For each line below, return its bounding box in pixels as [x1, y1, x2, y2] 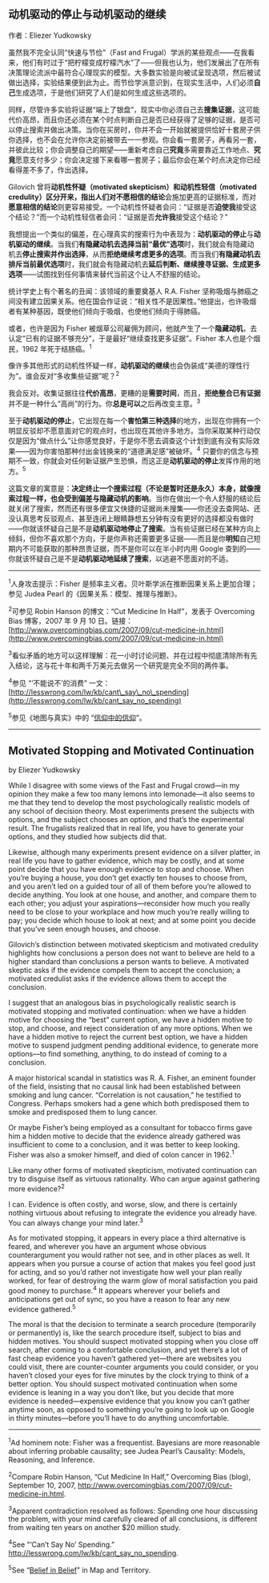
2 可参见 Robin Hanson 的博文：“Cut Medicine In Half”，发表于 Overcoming [8, 604, 255, 616]
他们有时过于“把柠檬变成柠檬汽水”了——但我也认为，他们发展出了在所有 [22, 57, 260, 67]
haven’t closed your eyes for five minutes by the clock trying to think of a [8, 1371, 250, 1381]
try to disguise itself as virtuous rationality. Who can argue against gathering [8, 1174, 260, 1183]
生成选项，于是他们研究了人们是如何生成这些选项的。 [15, 87, 191, 97]
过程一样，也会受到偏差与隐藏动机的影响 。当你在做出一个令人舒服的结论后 [14, 494, 261, 503]
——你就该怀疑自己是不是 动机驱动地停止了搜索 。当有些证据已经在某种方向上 [8, 524, 261, 534]
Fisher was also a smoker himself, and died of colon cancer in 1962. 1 [8, 1149, 235, 1159]
